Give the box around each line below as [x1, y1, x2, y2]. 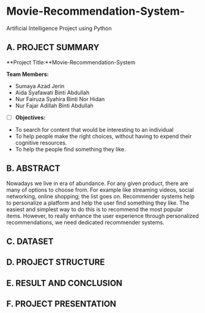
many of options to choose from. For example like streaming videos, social [6, 186, 194, 194]
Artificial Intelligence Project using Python [6, 25, 112, 32]
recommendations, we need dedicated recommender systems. [6, 219, 165, 226]
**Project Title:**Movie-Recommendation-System [6, 58, 136, 66]
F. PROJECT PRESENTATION [6, 299, 116, 309]
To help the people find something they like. [15, 145, 127, 153]
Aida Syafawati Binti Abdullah [15, 89, 90, 96]
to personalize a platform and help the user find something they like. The [6, 199, 190, 206]
